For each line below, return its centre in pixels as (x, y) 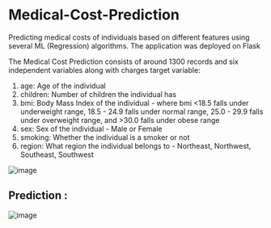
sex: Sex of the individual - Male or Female (91, 129)
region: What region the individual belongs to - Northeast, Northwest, (135, 146)
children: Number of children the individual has (98, 94)
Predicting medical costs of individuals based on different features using (129, 37)
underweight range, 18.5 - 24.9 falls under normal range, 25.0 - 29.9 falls (142, 112)
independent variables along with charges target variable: (104, 70)
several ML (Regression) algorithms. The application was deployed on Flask (134, 45)
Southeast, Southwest (57, 154)
